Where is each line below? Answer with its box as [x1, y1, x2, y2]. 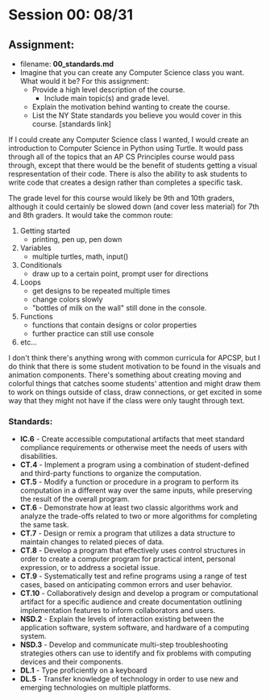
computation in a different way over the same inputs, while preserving [19, 485, 252, 495]
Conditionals [19, 260, 62, 269]
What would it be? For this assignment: [19, 77, 149, 85]
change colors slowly [31, 294, 103, 304]
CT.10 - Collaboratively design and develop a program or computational [19, 589, 259, 598]
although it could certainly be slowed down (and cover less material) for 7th [8, 202, 260, 211]
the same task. [19, 520, 69, 530]
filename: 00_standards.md [19, 59, 114, 69]
